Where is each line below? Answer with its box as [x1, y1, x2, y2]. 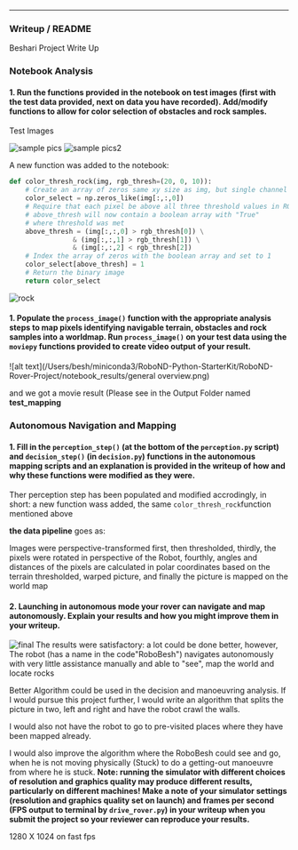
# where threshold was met [25, 219, 125, 228]
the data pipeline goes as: [9, 525, 106, 536]
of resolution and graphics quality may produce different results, [9, 776, 253, 787]
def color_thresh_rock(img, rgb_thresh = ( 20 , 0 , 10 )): [9, 177, 213, 187]
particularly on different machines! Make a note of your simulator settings [9, 786, 287, 797]
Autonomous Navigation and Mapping [9, 419, 177, 431]
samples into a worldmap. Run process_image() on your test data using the [9, 332, 287, 342]
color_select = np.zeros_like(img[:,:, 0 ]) [25, 194, 184, 203]
